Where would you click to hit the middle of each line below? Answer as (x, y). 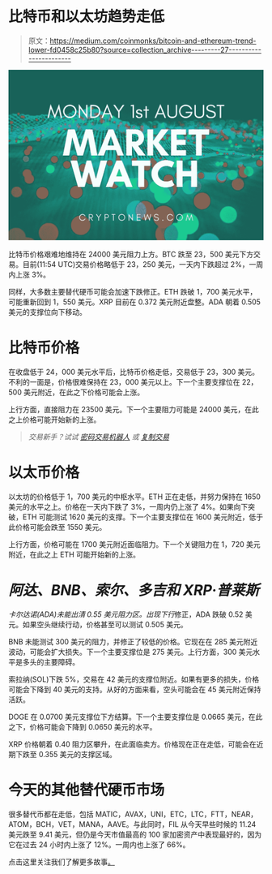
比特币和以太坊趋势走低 (87, 17)
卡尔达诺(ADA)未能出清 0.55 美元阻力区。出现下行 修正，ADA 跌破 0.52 (126, 614)
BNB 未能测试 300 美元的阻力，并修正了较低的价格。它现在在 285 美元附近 (133, 641)
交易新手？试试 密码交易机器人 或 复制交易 (99, 437)
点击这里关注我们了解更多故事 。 (62, 862)
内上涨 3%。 (30, 275)
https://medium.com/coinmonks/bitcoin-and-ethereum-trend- (153, 41)
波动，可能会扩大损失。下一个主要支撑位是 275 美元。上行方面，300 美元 (131, 652)
